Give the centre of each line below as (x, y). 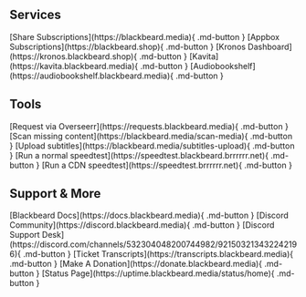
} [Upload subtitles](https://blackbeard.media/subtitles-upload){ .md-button (152, 146)
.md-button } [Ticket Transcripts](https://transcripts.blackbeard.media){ (158, 254)
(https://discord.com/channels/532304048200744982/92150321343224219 (153, 244)
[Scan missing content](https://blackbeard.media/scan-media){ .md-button (151, 136)
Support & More (55, 194)
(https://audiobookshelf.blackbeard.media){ (92, 76)
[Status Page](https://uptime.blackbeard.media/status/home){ (158, 273)
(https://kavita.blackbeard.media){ (74, 66)
